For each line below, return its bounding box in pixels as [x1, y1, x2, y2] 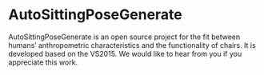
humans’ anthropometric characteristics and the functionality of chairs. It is [8, 40, 256, 49]
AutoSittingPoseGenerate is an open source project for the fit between [8, 32, 241, 41]
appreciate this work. [8, 57, 78, 67]
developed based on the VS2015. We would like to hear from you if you [8, 49, 242, 58]
